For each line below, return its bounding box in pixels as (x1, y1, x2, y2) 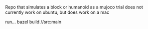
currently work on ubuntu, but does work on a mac (5, 9, 110, 15)
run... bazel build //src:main (5, 19, 61, 25)
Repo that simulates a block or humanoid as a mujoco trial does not (5, 4, 144, 10)
